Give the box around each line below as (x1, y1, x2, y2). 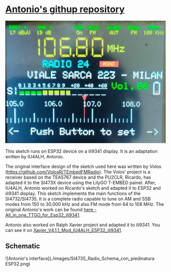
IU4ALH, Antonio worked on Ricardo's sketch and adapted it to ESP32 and (5, 185, 161, 191)
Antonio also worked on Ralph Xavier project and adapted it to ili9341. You (5, 222, 160, 228)
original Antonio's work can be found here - (5, 207, 97, 213)
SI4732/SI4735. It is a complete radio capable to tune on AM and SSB (5, 195, 151, 201)
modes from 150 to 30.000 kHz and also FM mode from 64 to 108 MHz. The (5, 201, 164, 207)
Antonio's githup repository (5, 4, 125, 15)
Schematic (5, 242, 40, 251)
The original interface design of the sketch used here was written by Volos (5, 163, 161, 169)
